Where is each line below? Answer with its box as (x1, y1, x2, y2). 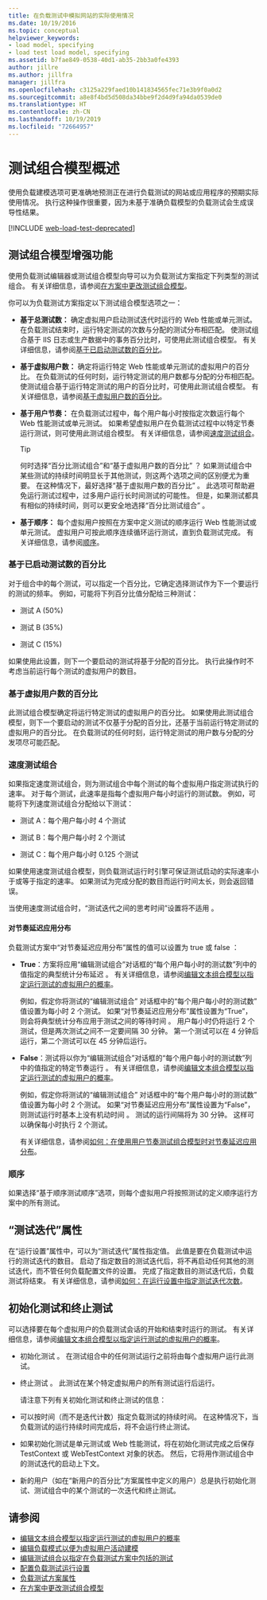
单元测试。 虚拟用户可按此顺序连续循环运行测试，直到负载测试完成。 (19, 527, 245, 537)
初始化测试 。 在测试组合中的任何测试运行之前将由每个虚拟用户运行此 (19, 1351, 247, 1360)
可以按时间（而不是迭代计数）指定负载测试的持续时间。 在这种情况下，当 (19, 1411, 259, 1422)
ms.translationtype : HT (8, 100, 87, 108)
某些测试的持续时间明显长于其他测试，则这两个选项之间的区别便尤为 (19, 471, 243, 480)
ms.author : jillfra (8, 71, 73, 79)
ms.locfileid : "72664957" (8, 123, 94, 131)
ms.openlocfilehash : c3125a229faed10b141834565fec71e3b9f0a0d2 (8, 85, 222, 94)
